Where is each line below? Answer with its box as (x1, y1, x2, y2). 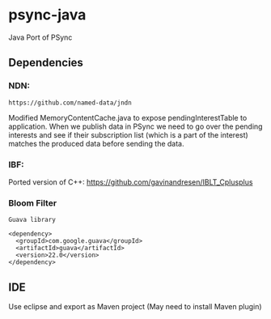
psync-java (8, 6, 87, 24)
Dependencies (8, 56, 83, 70)
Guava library (8, 216, 57, 224)
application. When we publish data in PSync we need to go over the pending (8, 121, 263, 131)
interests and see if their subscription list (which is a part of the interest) (8, 130, 248, 139)
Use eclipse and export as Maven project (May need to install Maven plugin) (8, 302, 262, 312)
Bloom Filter (8, 197, 57, 208)
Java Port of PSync (8, 32, 73, 42)
